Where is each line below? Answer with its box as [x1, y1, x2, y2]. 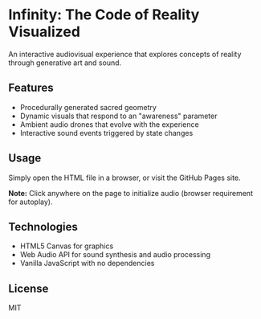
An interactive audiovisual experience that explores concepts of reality [8, 49, 242, 59]
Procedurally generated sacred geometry [19, 102, 157, 112]
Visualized [8, 22, 80, 41]
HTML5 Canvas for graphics [19, 241, 114, 251]
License [8, 281, 49, 295]
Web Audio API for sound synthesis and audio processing [19, 250, 211, 260]
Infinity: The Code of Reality [8, 6, 200, 24]
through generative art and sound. [8, 58, 122, 67]
